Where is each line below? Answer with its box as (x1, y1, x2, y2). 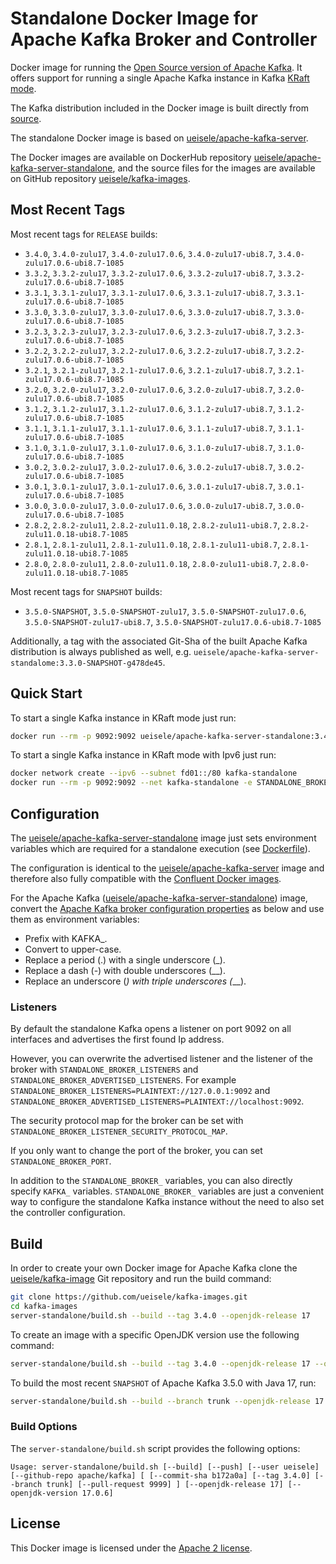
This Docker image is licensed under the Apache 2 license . (10, 1542, 253, 1554)
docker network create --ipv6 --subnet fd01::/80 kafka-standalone (10, 768, 298, 779)
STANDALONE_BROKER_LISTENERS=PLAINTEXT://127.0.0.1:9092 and (10, 1085, 271, 1097)
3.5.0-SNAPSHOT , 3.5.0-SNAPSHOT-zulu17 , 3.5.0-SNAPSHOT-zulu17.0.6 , (24, 605, 307, 617)
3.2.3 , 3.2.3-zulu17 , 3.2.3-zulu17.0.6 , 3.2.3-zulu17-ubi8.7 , (24, 325, 277, 337)
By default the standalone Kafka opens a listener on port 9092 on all (10, 1023, 292, 1035)
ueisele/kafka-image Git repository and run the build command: (10, 1273, 272, 1285)
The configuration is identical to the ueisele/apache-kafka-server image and (10, 862, 325, 874)
